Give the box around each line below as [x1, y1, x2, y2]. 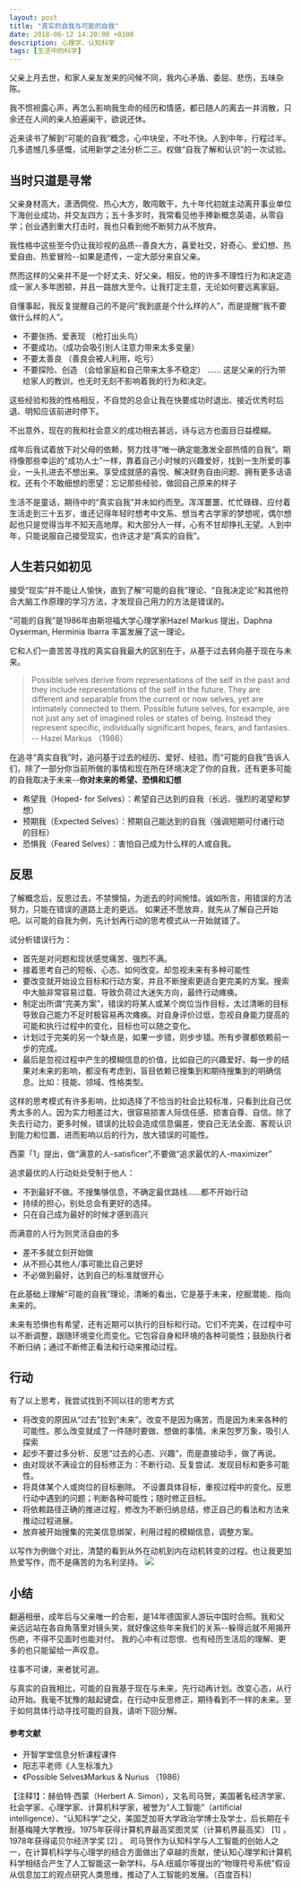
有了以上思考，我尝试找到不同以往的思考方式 [9, 1395, 175, 1406]
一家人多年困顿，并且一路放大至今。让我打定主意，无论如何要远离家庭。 [16, 281, 284, 292]
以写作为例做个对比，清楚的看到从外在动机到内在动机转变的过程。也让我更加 [9, 1545, 292, 1557]
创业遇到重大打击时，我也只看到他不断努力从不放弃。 [24, 221, 221, 232]
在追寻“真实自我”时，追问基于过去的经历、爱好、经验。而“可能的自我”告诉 [9, 751, 282, 763]
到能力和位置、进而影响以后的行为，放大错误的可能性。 [9, 1129, 213, 1140]
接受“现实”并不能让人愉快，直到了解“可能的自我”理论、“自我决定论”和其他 [9, 584, 281, 595]
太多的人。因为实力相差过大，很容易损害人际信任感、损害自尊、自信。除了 [16, 1106, 292, 1117]
